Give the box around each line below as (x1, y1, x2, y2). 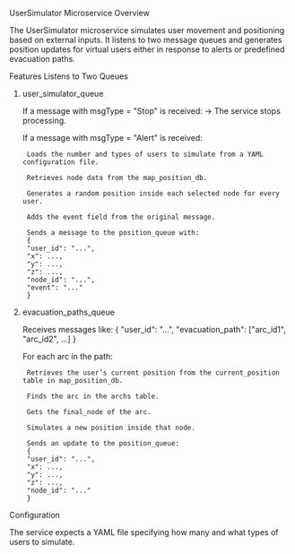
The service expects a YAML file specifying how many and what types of (9, 527, 279, 537)
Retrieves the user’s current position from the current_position (26, 368, 280, 377)
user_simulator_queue (22, 89, 104, 99)
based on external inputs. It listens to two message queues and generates (9, 35, 282, 45)
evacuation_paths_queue (22, 307, 115, 317)
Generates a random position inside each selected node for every (26, 189, 280, 198)
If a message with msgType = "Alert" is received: (22, 133, 204, 143)
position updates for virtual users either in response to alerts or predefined (9, 44, 285, 55)
